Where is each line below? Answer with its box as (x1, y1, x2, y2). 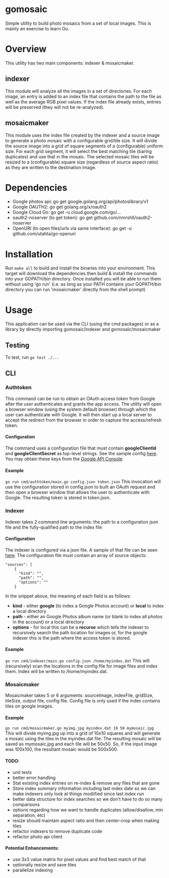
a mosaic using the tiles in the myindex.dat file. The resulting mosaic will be (5, 736, 162, 742)
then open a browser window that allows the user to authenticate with (5, 489, 150, 496)
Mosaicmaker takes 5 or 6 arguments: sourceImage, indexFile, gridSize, (5, 692, 154, 698)
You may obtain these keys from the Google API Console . (5, 456, 124, 462)
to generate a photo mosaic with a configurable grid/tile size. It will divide (5, 137, 157, 143)
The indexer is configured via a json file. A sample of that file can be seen (5, 546, 157, 553)
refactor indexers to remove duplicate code (12, 828, 102, 834)
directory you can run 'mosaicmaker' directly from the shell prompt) (5, 287, 146, 293)
